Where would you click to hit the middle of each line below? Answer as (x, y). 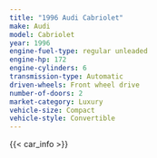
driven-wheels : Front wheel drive (75, 85)
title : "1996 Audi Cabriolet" (67, 18)
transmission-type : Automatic (67, 77)
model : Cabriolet (42, 34)
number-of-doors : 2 (46, 93)
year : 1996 (30, 43)
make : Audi (30, 26)
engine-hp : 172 (38, 60)
